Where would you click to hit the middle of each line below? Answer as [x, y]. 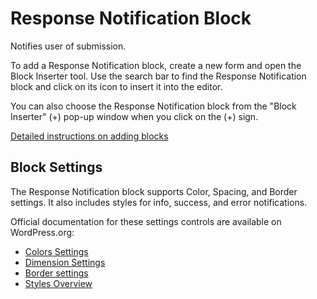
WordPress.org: [42, 232]
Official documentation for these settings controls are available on [146, 221]
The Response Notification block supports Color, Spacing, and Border [154, 191]
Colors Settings [56, 251]
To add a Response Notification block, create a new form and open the [156, 65]
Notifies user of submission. [68, 46]
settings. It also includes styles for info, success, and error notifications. [159, 202]
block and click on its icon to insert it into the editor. [116, 86]
